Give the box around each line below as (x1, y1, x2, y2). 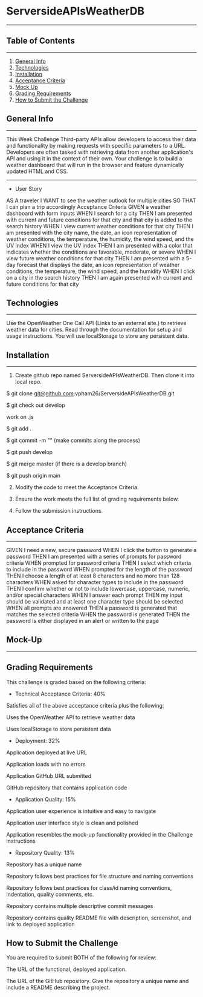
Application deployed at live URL (6, 749, 88, 756)
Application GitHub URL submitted (6, 772, 92, 779)
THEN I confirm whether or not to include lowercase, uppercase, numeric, (6, 585, 190, 592)
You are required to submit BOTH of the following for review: (6, 954, 157, 961)
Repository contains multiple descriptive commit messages (6, 902, 153, 909)
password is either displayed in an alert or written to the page (6, 617, 159, 624)
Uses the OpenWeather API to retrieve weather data (6, 713, 135, 721)
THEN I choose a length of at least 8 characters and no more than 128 (6, 572, 180, 579)
